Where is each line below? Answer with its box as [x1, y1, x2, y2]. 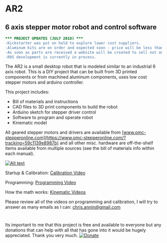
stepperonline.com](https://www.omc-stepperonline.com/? [5, 135, 126, 141]
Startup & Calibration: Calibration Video [5, 170, 85, 176]
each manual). [5, 150, 35, 157]
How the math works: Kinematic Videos [5, 189, 86, 195]
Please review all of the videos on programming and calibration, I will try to [5, 199, 158, 205]
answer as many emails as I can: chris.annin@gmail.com [5, 204, 121, 210]
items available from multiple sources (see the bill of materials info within [5, 145, 155, 151]
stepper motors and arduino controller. [5, 79, 84, 85]
